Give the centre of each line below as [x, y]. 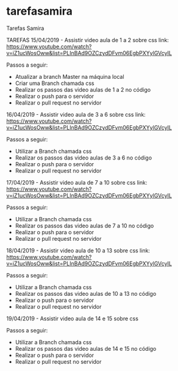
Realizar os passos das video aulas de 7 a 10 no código [84, 226]
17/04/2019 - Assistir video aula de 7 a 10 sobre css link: [77, 182]
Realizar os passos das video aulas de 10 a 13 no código [86, 293]
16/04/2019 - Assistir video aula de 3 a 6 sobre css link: [76, 114]
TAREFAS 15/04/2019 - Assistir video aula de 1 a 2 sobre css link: [88, 40]
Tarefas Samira [25, 28]
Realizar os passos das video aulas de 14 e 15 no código [86, 348]
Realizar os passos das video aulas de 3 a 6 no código [84, 158]
